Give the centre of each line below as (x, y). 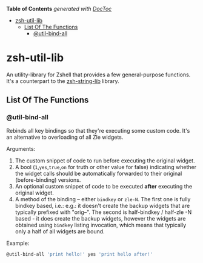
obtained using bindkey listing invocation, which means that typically (101, 225)
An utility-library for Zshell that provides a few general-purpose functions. (98, 75)
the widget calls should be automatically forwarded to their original (98, 173)
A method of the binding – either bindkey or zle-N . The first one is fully (103, 199)
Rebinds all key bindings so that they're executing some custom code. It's (98, 130)
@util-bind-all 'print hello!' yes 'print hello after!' (80, 254)
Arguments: (21, 148)
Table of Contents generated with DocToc (59, 9)
